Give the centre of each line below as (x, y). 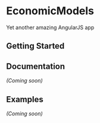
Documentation (36, 66)
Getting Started (35, 46)
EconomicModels (50, 11)
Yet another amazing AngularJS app (50, 27)
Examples (25, 99)
